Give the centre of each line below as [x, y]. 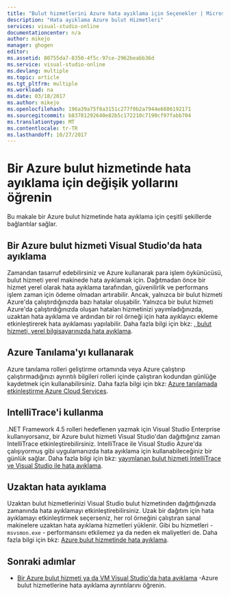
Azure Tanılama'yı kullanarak [71, 353]
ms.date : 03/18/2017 [37, 97]
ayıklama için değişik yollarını [93, 183]
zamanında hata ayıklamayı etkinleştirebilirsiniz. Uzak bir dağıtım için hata [111, 511]
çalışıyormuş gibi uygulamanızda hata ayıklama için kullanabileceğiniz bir [110, 451]
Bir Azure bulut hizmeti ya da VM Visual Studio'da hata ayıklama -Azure [117, 578]
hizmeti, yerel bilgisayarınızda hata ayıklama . [70, 331]
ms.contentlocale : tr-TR [42, 128]
